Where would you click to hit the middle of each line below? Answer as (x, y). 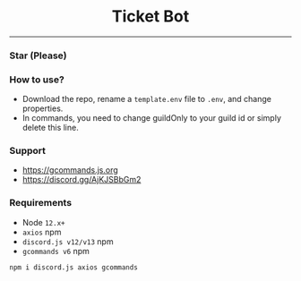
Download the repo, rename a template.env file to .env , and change (146, 99)
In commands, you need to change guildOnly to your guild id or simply (152, 118)
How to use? (37, 80)
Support (28, 151)
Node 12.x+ (43, 222)
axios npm (42, 232)
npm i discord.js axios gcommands (74, 267)
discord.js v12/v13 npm (68, 241)
